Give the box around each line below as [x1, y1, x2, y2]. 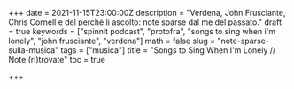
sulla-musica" [8, 45, 59, 56]
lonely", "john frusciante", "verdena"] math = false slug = [8, 35, 216, 46]
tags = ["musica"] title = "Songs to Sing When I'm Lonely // [60, 45, 276, 56]
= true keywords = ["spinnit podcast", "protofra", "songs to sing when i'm [8, 26, 276, 36]
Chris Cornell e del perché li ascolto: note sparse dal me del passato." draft [8, 17, 282, 27]
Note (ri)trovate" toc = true [8, 55, 106, 64]
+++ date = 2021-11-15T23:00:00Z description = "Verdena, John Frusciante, [8, 8, 286, 18]
